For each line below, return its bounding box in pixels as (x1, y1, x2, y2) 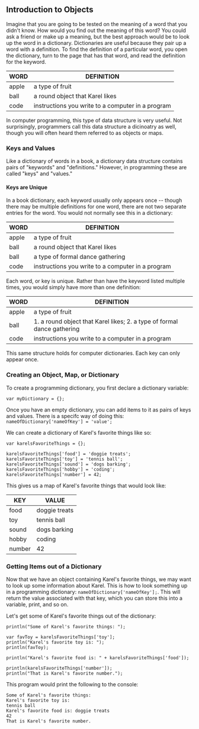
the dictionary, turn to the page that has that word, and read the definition (6, 52, 185, 59)
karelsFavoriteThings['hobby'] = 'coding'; (6, 466, 115, 473)
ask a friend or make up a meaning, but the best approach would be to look (6, 33, 190, 40)
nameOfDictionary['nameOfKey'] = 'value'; (6, 419, 113, 425)
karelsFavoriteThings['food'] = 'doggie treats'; (6, 451, 131, 457)
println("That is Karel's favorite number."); (6, 670, 123, 676)
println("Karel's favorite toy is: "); (6, 639, 105, 645)
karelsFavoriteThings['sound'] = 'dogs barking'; (6, 461, 131, 467)
